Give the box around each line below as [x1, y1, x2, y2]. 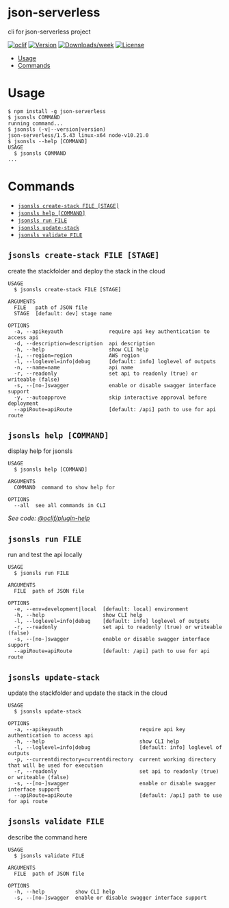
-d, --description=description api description [14, 340, 155, 347]
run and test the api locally [8, 550, 83, 559]
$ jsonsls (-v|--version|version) [8, 125, 107, 133]
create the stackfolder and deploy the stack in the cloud [8, 267, 165, 275]
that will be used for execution [8, 762, 103, 769]
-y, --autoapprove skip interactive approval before [14, 394, 207, 401]
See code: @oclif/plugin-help [8, 514, 90, 522]
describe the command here [8, 833, 87, 841]
